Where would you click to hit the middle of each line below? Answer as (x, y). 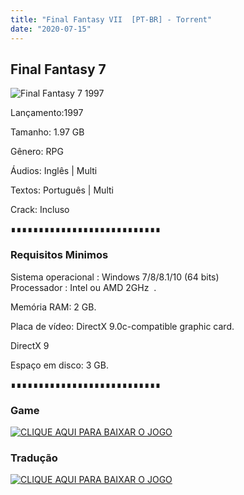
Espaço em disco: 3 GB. (60, 365)
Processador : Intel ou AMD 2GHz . (83, 287)
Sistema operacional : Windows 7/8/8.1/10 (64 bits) (115, 277)
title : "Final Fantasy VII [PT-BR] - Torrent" (111, 19)
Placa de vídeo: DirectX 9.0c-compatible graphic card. (122, 326)
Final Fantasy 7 (58, 69)
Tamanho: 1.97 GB (47, 132)
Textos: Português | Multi (62, 190)
